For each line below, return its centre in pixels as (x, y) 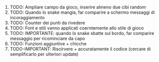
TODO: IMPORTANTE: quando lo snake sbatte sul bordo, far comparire (82, 33)
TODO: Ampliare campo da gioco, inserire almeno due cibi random (78, 7)
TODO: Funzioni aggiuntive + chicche (48, 44)
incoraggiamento (27, 17)
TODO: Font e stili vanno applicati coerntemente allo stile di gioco (77, 28)
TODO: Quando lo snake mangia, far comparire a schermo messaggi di (82, 12)
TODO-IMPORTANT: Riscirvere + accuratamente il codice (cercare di (80, 49)
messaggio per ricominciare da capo (47, 38)
